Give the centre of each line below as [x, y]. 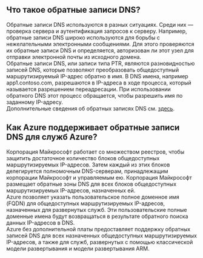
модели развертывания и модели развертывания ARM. [78, 248]
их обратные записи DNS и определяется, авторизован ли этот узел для [100, 50]
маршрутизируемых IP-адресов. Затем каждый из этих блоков [88, 165]
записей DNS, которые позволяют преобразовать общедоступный [93, 70]
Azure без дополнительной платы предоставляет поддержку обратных [98, 229]
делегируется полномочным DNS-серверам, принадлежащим [87, 171]
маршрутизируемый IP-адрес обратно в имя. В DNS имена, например [98, 76]
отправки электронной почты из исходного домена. [74, 56]
